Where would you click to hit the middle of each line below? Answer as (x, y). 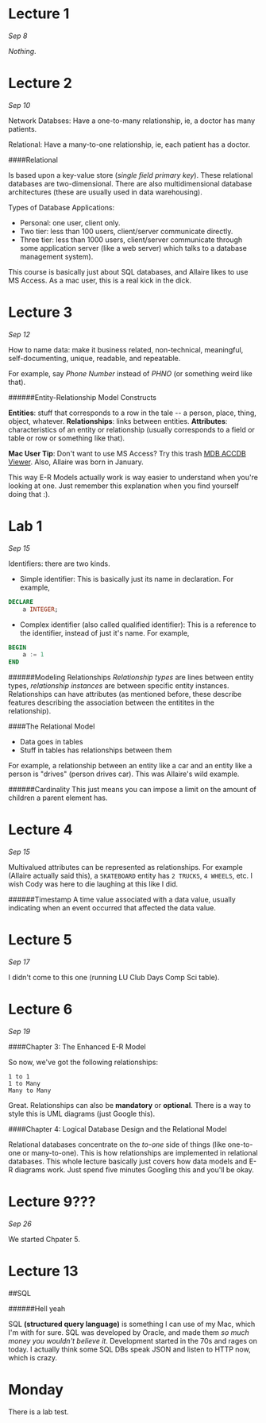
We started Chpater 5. (44, 1239)
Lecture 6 (40, 1010)
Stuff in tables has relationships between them (96, 750)
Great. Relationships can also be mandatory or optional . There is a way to (130, 1105)
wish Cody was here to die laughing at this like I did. (93, 884)
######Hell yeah (37, 1308)
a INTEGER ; (40, 609)
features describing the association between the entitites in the (111, 702)
